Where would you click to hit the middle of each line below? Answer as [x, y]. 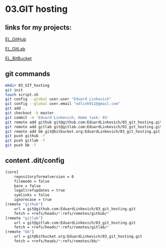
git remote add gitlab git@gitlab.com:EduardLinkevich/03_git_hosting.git [84, 127]
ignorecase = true [33, 200]
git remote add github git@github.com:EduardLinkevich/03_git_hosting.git [84, 122]
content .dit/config [35, 161]
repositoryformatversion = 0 [44, 177]
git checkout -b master [30, 113]
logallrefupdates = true [40, 191]
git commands [28, 74]
